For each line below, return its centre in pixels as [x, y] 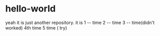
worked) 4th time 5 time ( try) [36, 27]
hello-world [31, 9]
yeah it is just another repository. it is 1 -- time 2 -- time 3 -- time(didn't [80, 22]
